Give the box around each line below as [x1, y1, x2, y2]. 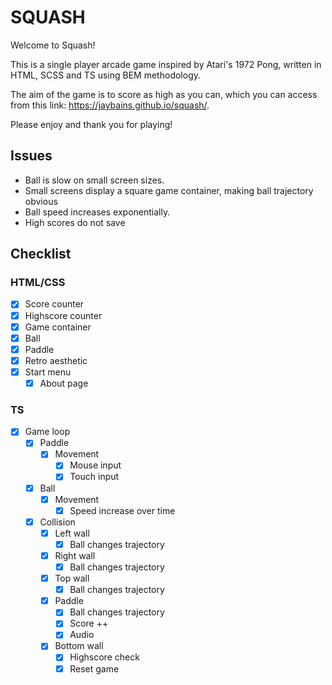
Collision [39, 516, 76, 528]
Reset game [69, 662, 120, 675]
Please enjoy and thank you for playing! [10, 118, 173, 130]
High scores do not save [24, 216, 126, 228]
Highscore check [69, 651, 140, 663]
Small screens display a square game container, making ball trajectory [24, 184, 314, 196]
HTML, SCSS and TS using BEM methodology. [10, 69, 202, 81]
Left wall [54, 527, 90, 539]
